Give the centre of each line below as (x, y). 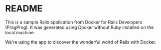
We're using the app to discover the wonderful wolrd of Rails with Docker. (81, 42)
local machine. (20, 32)
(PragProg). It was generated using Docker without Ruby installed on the (80, 27)
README (24, 9)
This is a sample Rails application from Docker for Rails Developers (74, 22)
